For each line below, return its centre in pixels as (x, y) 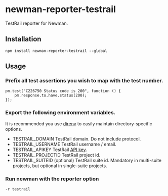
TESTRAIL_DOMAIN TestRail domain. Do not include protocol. (77, 139)
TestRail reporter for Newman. (37, 23)
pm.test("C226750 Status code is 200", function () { (63, 91)
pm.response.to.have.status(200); (51, 95)
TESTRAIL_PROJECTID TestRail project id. (56, 155)
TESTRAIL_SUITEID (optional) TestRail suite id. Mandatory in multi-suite (87, 160)
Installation (23, 39)
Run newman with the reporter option (52, 179)
